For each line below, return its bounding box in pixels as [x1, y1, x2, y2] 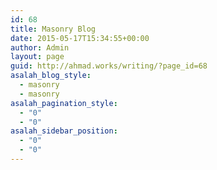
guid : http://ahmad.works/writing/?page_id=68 [10, 61, 208, 71]
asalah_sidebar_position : [10, 126, 118, 136]
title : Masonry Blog [10, 24, 97, 34]
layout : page [10, 52, 65, 62]
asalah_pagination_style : [10, 98, 118, 108]
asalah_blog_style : [10, 71, 92, 81]
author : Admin [10, 42, 70, 53]
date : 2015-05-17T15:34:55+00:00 [10, 33, 150, 43]
